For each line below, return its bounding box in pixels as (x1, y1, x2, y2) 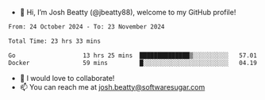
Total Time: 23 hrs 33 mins (8, 37, 102, 45)
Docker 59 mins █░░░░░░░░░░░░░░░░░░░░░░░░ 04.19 (8, 59, 258, 67)
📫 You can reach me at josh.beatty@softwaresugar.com (19, 82, 205, 91)
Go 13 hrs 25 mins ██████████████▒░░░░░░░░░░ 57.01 (8, 52, 258, 60)
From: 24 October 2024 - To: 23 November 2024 (8, 23, 165, 31)
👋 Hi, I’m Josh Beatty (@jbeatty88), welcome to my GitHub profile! (19, 8, 236, 17)
